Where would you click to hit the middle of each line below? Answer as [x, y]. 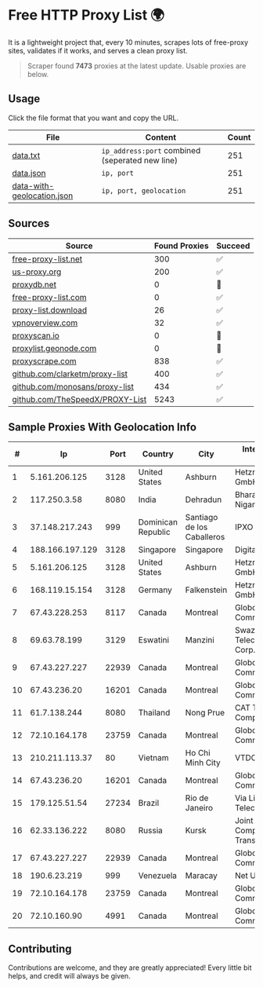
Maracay [201, 876]
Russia [150, 831]
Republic [154, 532]
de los [196, 527]
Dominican [158, 522]
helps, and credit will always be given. [69, 976]
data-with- [33, 185]
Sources [29, 223]
